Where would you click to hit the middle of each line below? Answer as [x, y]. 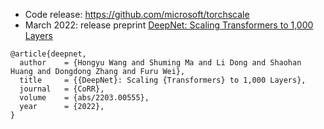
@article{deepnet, [48, 54]
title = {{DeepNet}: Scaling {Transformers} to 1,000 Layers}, [163, 80]
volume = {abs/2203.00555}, [84, 98]
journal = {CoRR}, [62, 89]
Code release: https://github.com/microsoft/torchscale [137, 14]
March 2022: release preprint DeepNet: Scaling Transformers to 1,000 [169, 25]
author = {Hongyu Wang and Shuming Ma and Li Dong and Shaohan [160, 63]
